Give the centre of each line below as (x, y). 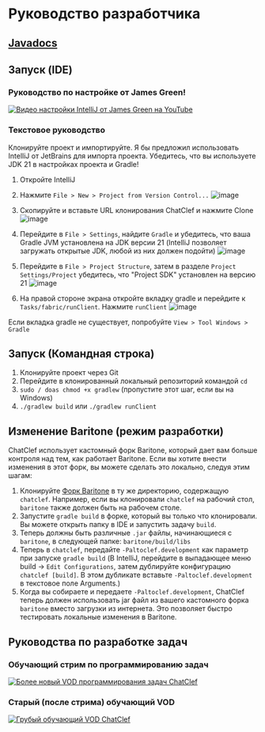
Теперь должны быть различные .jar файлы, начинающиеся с (125, 533)
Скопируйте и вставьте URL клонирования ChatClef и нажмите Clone (136, 210)
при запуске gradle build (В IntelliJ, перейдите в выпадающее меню (135, 558)
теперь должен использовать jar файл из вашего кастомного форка (134, 600)
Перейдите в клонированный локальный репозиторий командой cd (133, 381)
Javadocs (33, 43)
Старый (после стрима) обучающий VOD (92, 702)
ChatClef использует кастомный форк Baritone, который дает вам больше (133, 450)
